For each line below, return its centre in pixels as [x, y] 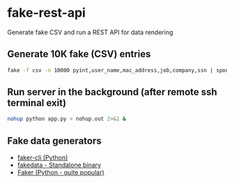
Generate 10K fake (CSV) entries [79, 54]
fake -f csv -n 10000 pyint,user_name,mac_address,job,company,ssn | [110, 70]
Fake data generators [55, 141]
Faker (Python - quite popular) [61, 173]
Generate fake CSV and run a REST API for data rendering [90, 32]
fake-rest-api [46, 13]
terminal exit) [37, 103]
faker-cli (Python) [42, 158]
